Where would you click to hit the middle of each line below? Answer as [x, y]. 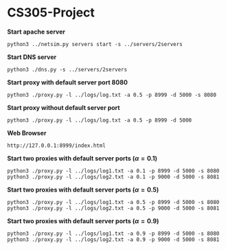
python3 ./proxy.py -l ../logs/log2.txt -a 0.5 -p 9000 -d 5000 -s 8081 [113, 208]
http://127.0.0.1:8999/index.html [57, 146]
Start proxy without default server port [64, 107]
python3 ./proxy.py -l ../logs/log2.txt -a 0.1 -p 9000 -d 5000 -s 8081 [113, 177]
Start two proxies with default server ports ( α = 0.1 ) [82, 158]
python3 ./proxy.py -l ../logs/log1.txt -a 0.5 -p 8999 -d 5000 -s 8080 [113, 202]
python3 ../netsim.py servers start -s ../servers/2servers [95, 44]
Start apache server [36, 32]
